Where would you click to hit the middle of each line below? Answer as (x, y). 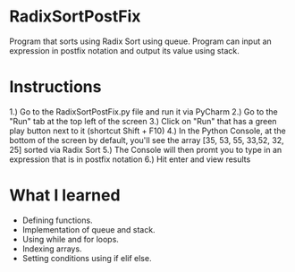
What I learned (65, 195)
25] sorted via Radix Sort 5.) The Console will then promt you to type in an (146, 149)
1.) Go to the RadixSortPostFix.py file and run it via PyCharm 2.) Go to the (144, 111)
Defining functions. (57, 220)
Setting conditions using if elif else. (87, 258)
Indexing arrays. (52, 249)
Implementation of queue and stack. (88, 229)
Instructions (55, 87)
